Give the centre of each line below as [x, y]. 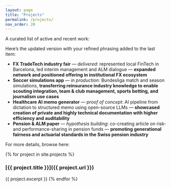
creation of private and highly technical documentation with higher [85, 113]
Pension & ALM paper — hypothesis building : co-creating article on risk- [89, 124]
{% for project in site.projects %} [40, 154]
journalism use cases [36, 97]
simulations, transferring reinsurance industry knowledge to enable [85, 86]
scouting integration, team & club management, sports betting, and [86, 91]
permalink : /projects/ [29, 19]
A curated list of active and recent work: [47, 39]
